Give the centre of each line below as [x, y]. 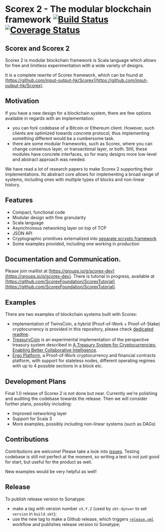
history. [13, 184]
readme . [21, 334]
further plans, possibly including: [38, 404]
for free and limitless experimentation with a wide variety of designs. [75, 66]
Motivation [22, 101]
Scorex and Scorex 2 [37, 48]
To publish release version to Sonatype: [45, 499]
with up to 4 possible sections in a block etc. [57, 366]
